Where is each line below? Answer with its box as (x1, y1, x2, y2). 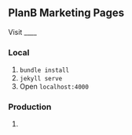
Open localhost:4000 (19, 82, 89, 92)
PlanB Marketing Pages (8, 6, 125, 20)
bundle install (19, 66, 70, 74)
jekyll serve (19, 75, 63, 83)
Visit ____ (8, 27, 37, 36)
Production (8, 102, 52, 113)
